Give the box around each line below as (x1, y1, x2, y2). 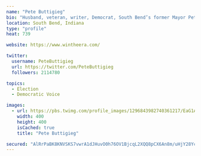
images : (6, 103, 26, 109)
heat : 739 (6, 31, 31, 37)
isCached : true (17, 124, 55, 131)
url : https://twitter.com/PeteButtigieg (11, 64, 114, 70)
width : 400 (17, 113, 44, 119)
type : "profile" (6, 25, 47, 32)
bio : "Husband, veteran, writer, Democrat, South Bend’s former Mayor (6, 14, 186, 20)
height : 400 (17, 119, 47, 125)
